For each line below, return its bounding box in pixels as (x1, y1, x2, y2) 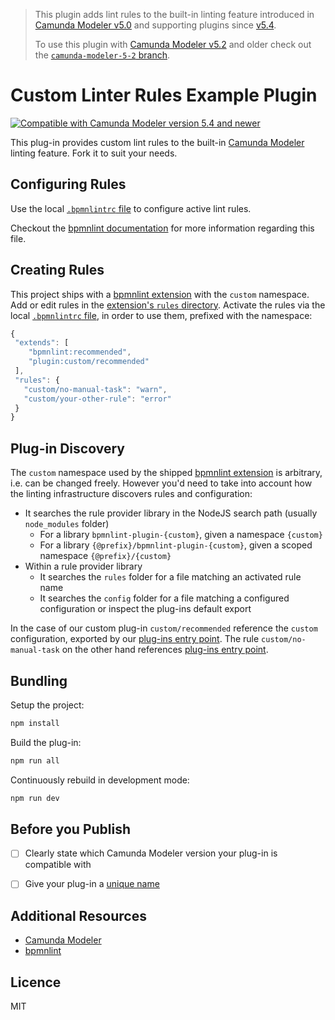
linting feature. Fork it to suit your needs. (10, 147, 178, 159)
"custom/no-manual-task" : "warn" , (23, 384, 168, 394)
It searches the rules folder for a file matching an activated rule (39, 571, 302, 583)
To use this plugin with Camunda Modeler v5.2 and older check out (34, 39, 312, 50)
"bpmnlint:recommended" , (28, 347, 132, 358)
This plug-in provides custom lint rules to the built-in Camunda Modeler (10, 136, 305, 148)
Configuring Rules (10, 176, 127, 193)
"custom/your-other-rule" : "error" (23, 394, 172, 404)
